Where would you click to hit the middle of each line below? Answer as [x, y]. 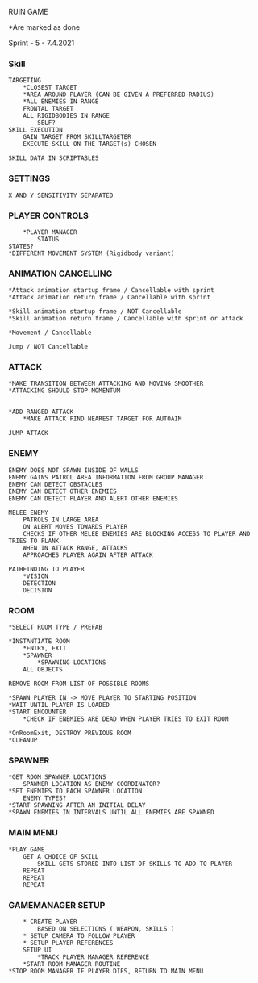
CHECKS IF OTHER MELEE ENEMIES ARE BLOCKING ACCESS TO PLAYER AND [137, 533]
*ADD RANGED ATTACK [41, 412]
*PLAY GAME [27, 849]
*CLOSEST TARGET [50, 88]
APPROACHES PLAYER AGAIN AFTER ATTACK [88, 555]
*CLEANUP [23, 740]
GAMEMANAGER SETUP [57, 905]
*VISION [35, 576]
